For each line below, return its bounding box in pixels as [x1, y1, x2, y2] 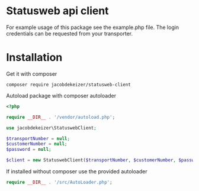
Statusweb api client [6, 4, 109, 18]
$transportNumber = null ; [6, 135, 70, 141]
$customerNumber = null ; [6, 141, 68, 147]
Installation [6, 51, 63, 64]
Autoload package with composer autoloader [6, 92, 117, 99]
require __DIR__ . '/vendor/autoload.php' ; [6, 114, 115, 120]
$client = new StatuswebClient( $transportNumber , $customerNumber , [6, 157, 176, 163]
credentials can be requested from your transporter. [6, 30, 133, 37]
